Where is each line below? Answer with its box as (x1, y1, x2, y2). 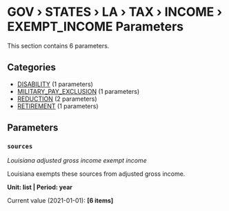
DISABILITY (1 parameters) (17, 80, 93, 88)
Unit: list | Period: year (7, 183, 72, 192)
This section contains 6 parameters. (7, 41, 110, 50)
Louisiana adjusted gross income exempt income (7, 157, 147, 165)
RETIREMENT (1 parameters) (17, 101, 99, 110)
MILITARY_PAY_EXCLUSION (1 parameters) (17, 87, 140, 95)
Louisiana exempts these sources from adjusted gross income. (7, 170, 186, 178)
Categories (7, 61, 57, 73)
